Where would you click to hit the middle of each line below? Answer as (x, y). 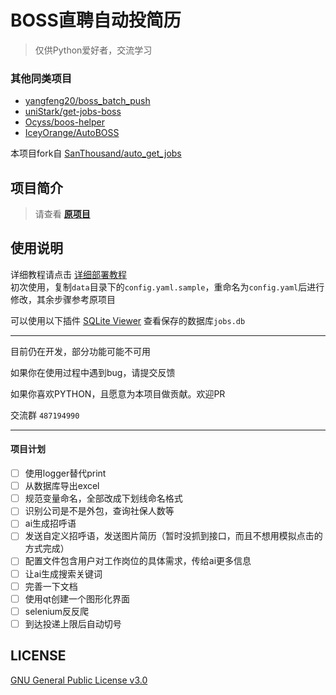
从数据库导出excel (62, 486)
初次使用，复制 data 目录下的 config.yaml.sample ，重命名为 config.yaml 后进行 (167, 287)
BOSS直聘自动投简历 (96, 20)
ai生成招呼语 (50, 523)
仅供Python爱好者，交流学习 (93, 50)
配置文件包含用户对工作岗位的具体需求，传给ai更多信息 (138, 561)
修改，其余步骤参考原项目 (63, 299)
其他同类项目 (41, 78)
